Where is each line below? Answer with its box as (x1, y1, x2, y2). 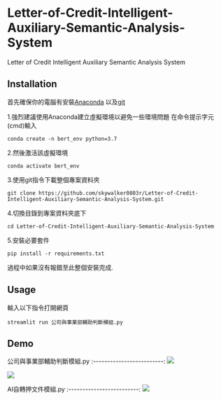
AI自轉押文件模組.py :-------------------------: (7, 385, 141, 394)
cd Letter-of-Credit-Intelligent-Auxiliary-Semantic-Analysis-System (7, 223, 215, 230)
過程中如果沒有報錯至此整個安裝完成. (7, 263, 114, 271)
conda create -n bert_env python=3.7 (7, 135, 117, 142)
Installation (7, 78, 57, 90)
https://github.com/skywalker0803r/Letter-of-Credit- (38, 189, 199, 197)
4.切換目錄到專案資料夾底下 (7, 209, 87, 217)
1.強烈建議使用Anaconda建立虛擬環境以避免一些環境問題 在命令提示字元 (7, 112, 215, 120)
